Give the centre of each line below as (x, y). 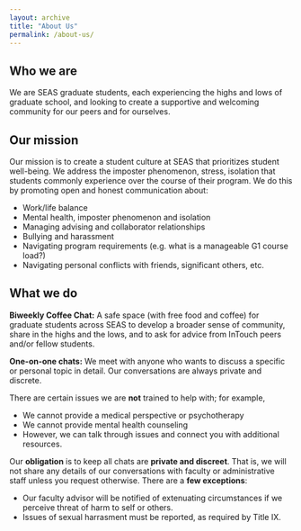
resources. (42, 444)
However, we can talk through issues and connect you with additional (151, 434)
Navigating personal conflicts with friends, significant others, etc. (143, 265)
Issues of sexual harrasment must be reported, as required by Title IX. (151, 517)
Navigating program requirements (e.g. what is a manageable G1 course (155, 246)
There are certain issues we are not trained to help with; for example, (137, 398)
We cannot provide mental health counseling (105, 425)
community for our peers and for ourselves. (90, 112)
